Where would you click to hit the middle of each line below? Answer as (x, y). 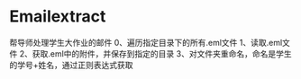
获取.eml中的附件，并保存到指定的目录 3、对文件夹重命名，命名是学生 (162, 53)
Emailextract (58, 17)
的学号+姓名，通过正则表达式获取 (71, 65)
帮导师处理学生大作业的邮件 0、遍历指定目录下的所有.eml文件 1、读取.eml (146, 42)
